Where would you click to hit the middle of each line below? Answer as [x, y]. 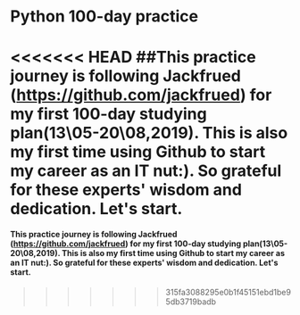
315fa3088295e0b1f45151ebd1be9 [228, 292]
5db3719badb [191, 302]
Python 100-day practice [104, 17]
